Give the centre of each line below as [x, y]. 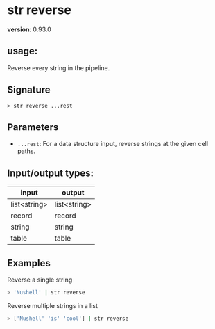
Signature [29, 90]
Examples [29, 263]
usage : [23, 51]
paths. [26, 151]
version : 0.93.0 [29, 29]
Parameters [33, 127]
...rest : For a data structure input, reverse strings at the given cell [113, 144]
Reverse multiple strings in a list [53, 305]
